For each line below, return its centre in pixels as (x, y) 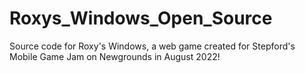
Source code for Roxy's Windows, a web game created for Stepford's (152, 46)
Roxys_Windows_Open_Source (141, 18)
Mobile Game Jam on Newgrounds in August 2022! (115, 56)
